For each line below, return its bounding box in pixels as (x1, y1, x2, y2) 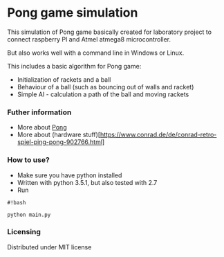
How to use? (7, 155, 50, 165)
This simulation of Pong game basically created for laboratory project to (7, 28, 212, 36)
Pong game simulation (7, 5, 138, 21)
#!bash (7, 199, 26, 206)
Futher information (7, 107, 72, 117)
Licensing (7, 227, 41, 237)
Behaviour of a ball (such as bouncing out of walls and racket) (17, 82, 194, 91)
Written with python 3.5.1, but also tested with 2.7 (17, 178, 158, 186)
